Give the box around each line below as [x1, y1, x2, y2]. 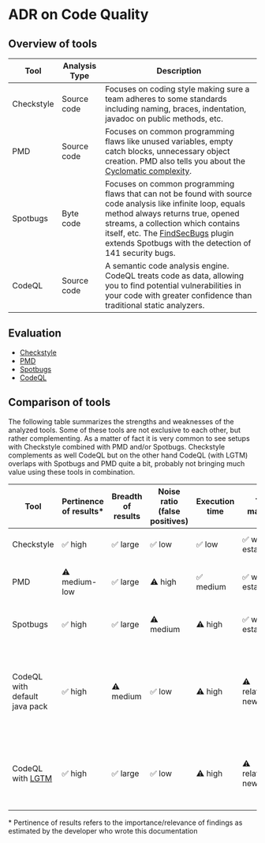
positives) [149, 515, 189, 526]
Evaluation [8, 326, 62, 341]
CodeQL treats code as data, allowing [105, 270, 244, 281]
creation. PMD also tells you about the [105, 156, 246, 167]
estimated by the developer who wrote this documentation [8, 826, 198, 835]
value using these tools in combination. [8, 467, 136, 476]
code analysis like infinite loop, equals [105, 198, 246, 209]
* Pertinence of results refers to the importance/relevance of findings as [8, 818, 243, 827]
